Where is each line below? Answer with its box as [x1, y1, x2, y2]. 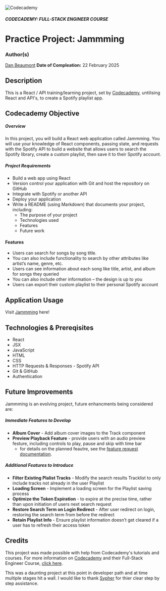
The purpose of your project [19, 212, 78, 218]
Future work [19, 228, 45, 234]
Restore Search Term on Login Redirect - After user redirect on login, [12, 506, 155, 512]
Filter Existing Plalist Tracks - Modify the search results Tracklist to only [12, 475, 161, 481]
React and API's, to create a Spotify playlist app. [5, 95, 104, 101]
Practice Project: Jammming [5, 33, 125, 45]
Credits [5, 537, 29, 545]
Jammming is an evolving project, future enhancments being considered [5, 401, 153, 407]
